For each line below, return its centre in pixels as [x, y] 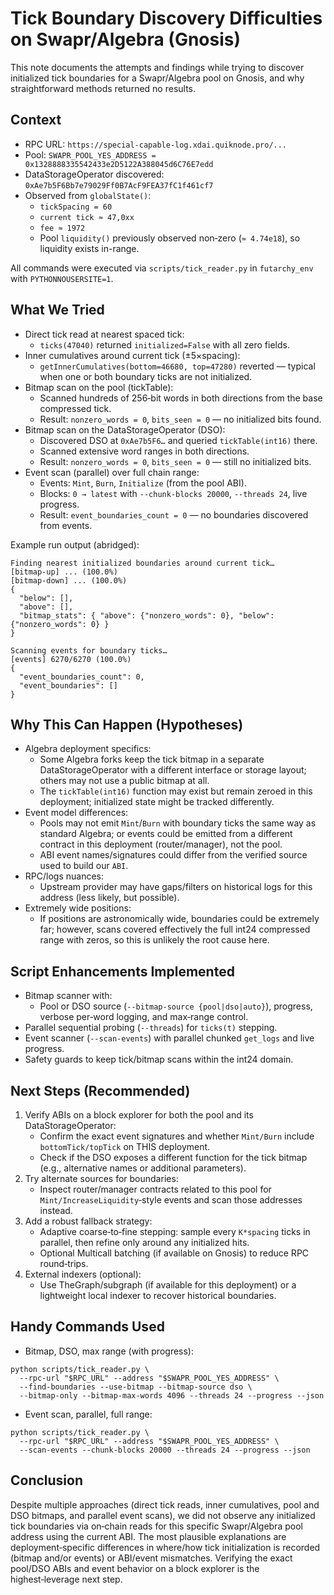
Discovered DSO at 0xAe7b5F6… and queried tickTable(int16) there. [178, 440]
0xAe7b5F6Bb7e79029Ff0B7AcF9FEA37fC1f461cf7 [119, 185]
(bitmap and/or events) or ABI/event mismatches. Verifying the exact [151, 1558]
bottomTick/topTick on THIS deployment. [125, 1146]
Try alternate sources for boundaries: [101, 1178]
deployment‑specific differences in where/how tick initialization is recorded [165, 1547]
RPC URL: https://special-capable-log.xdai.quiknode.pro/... [156, 144]
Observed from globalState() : [88, 195]
